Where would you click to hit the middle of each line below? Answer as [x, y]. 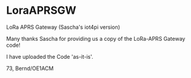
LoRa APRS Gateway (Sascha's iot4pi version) [63, 27]
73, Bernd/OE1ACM [30, 68]
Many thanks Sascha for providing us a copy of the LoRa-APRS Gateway [96, 38]
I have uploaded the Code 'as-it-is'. [50, 56]
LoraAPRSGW [41, 10]
